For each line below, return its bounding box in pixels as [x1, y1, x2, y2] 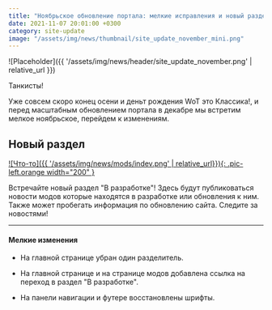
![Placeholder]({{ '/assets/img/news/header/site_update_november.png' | [8, 57, 253, 66]
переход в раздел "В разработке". [19, 277, 139, 287]
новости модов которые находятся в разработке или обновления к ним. [8, 192, 259, 202]
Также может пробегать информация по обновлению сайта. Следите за [8, 200, 258, 210]
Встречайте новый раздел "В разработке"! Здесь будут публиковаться [8, 183, 254, 193]
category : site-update [8, 27, 85, 35]
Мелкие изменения [8, 235, 79, 244]
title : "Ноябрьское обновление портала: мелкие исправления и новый [8, 11, 244, 20]
